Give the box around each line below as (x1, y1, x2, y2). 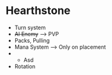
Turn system (14, 24, 46, 31)
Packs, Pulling (14, 37, 50, 44)
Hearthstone (5, 4, 71, 18)
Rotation (14, 62, 36, 70)
